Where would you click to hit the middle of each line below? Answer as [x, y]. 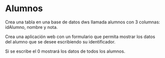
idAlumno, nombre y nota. [31, 27]
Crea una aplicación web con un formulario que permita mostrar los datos [80, 37]
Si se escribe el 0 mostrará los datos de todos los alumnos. [65, 51]
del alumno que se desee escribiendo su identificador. [60, 41]
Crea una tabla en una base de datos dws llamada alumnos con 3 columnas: [83, 22]
